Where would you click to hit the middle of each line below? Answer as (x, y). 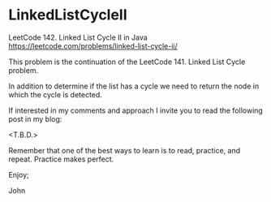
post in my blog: (35, 118)
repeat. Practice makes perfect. (61, 159)
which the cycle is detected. (56, 94)
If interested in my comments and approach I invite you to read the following (136, 110)
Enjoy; (19, 174)
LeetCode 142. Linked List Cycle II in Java (78, 37)
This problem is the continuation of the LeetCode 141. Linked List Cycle (127, 62)
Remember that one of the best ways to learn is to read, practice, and (125, 150)
